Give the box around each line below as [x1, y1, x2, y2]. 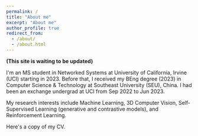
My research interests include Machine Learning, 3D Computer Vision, [6, 99, 177, 106]
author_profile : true [6, 25, 60, 31]
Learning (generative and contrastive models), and [35, 105, 158, 112]
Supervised [6, 105, 34, 112]
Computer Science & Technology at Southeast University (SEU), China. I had [6, 81, 192, 88]
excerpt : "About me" [6, 19, 57, 25]
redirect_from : [6, 31, 44, 37]
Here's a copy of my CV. [6, 123, 66, 130]
